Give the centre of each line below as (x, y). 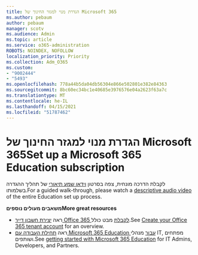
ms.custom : (20, 67)
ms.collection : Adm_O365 (37, 62)
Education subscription (66, 167)
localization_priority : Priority (48, 56)
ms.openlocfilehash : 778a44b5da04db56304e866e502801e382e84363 (87, 85)
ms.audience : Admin (31, 34)
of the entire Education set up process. (54, 197)
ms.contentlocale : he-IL (37, 101)
